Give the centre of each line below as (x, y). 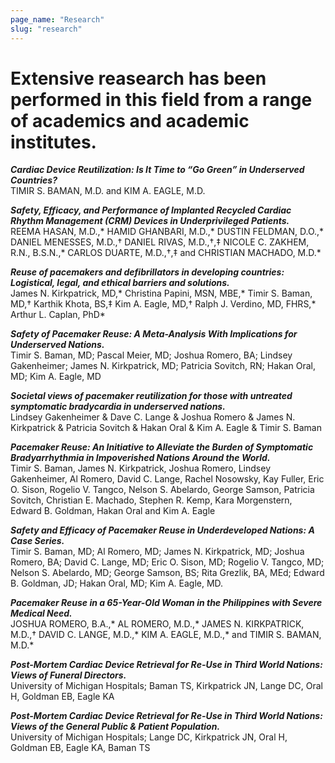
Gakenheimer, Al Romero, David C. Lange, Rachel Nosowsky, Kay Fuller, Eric (167, 479)
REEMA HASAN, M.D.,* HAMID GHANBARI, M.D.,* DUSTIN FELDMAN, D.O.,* (167, 232)
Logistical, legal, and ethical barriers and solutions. (120, 283)
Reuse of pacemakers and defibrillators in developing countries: (147, 272)
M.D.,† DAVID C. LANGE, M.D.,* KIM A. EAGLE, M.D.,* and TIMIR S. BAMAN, (166, 635)
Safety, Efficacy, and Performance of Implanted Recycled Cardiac (151, 210)
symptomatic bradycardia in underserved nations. (118, 407)
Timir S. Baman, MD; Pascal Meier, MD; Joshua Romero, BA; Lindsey (151, 355)
